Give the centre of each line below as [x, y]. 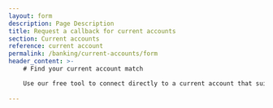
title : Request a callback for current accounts [92, 31]
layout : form [30, 16]
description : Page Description [61, 24]
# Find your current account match [83, 69]
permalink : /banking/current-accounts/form [83, 54]
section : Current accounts [54, 39]
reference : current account [56, 46]
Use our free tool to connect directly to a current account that [138, 83]
